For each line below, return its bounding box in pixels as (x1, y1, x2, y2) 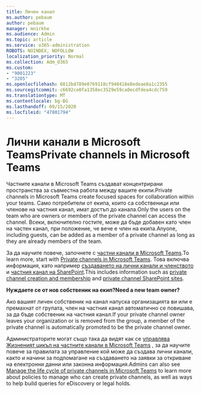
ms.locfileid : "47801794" (6, 109, 71, 115)
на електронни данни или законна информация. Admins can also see (6, 361, 181, 368)
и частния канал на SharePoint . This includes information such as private (6, 268, 187, 276)
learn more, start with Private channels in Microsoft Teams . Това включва (6, 256, 190, 263)
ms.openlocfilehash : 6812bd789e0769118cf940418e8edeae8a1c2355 (6, 82, 168, 88)
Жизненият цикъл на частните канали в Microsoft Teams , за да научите (6, 341, 191, 349)
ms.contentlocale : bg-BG (6, 98, 68, 104)
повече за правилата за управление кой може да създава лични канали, (6, 348, 193, 355)
